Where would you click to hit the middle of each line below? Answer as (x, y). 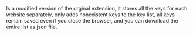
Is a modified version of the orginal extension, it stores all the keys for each (97, 8)
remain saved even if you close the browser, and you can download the (92, 21)
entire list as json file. (32, 27)
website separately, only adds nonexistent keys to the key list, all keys (90, 15)
